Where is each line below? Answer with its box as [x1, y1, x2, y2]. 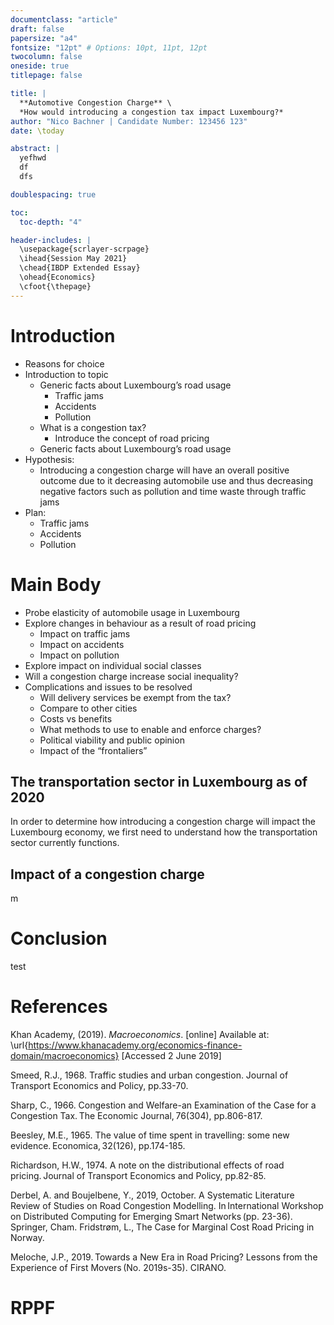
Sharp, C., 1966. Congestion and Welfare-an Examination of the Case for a [10, 1099, 317, 1111]
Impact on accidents [39, 638, 125, 650]
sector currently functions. [10, 837, 120, 849]
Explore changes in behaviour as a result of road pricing [24, 617, 257, 629]
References [10, 996, 108, 1018]
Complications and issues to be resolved [24, 681, 193, 693]
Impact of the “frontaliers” [39, 744, 148, 756]
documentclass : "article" [10, 14, 118, 25]
